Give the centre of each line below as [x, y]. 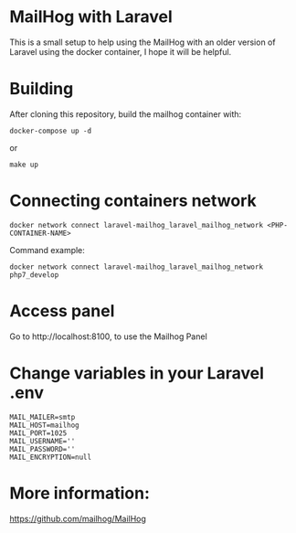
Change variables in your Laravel [137, 373]
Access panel [62, 311]
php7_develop [34, 275]
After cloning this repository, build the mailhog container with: [126, 114]
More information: [80, 493]
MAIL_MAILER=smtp [42, 417]
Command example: [47, 250]
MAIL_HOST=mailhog [44, 425]
